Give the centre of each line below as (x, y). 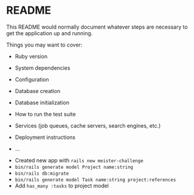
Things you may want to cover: (44, 45)
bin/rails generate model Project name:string (74, 167)
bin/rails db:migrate (42, 174)
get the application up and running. (49, 33)
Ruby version (31, 56)
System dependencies (43, 68)
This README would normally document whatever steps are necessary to (97, 27)
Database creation (38, 91)
